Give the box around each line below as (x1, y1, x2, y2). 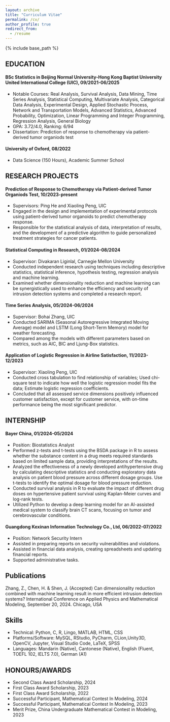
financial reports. (12, 551, 48, 558)
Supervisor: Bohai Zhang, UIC (12, 314, 75, 320)
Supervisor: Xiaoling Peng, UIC (12, 369, 78, 375)
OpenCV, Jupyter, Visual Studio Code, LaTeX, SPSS (12, 640, 120, 647)
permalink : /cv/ (5, 17, 40, 22)
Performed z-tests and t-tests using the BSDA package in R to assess (12, 447, 158, 453)
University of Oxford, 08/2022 (5, 146, 71, 152)
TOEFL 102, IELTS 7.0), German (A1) (12, 651, 87, 657)
